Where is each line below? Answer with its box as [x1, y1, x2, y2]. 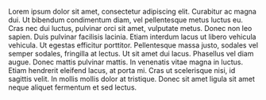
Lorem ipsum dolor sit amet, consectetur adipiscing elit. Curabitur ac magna [8, 7, 256, 16]
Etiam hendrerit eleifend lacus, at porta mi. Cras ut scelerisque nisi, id [8, 66, 236, 75]
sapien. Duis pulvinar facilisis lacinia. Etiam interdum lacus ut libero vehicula [8, 32, 256, 41]
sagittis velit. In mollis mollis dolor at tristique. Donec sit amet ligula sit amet [8, 75, 256, 83]
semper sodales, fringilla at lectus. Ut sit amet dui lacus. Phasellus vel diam [8, 49, 254, 58]
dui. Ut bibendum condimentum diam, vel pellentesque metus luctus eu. [8, 15, 244, 25]
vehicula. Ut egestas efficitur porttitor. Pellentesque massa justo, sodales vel [8, 40, 259, 50]
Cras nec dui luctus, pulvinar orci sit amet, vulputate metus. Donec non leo [8, 24, 253, 33]
